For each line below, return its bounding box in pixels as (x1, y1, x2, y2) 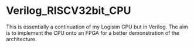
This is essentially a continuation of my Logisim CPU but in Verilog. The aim (6, 23, 189, 30)
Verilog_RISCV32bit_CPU (6, 4, 131, 17)
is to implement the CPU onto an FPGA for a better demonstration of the (6, 29, 180, 36)
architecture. (6, 35, 37, 42)
